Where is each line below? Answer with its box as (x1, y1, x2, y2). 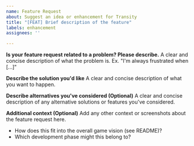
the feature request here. (6, 116, 66, 123)
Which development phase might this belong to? (14, 133, 131, 140)
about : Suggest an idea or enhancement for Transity (6, 14, 137, 20)
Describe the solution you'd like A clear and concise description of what (6, 75, 182, 82)
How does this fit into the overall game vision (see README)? (14, 127, 162, 134)
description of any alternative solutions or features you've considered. (6, 98, 175, 105)
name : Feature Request (6, 8, 61, 15)
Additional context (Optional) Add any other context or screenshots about (6, 110, 186, 117)
